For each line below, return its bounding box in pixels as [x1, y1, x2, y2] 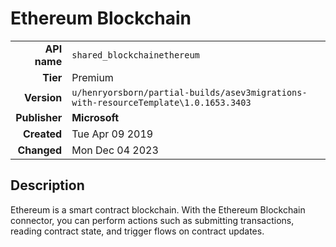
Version [24, 90, 63, 104]
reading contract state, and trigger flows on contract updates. [10, 225, 265, 237]
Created [22, 127, 63, 141]
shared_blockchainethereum [71, 49, 200, 61]
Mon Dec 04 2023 [71, 143, 159, 157]
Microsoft [71, 110, 120, 124]
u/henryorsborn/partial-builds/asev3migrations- [71, 87, 308, 98]
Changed [17, 143, 63, 157]
